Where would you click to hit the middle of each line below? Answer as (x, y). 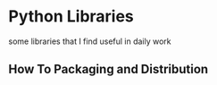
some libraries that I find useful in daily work (90, 41)
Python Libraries (71, 17)
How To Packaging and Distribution (108, 69)
